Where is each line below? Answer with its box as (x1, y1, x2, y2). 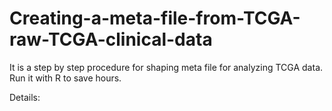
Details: (9, 91, 41, 103)
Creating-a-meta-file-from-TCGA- (9, 7, 301, 30)
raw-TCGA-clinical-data (9, 28, 213, 51)
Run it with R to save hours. (9, 72, 122, 84)
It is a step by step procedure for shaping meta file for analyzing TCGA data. (9, 61, 324, 73)
